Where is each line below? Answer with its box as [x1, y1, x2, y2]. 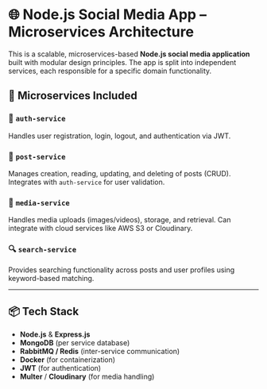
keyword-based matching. [8, 273, 95, 283]
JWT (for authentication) [19, 364, 102, 373]
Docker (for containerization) [19, 355, 116, 364]
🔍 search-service [8, 244, 77, 255]
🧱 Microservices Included [8, 89, 137, 102]
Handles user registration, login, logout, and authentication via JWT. [8, 131, 231, 141]
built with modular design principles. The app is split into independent [8, 57, 237, 67]
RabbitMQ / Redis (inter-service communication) [19, 347, 180, 356]
